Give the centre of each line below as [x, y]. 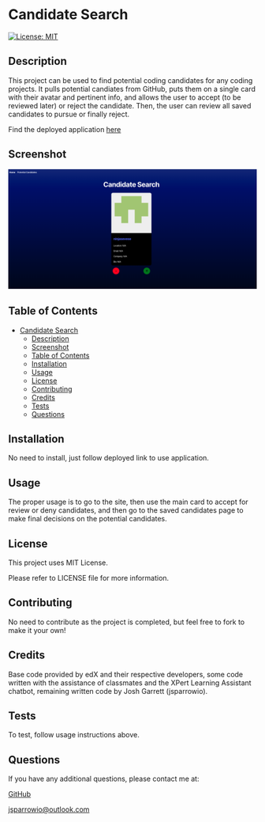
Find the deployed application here [65, 129]
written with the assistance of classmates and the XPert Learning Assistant [130, 683]
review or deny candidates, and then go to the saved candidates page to [126, 510]
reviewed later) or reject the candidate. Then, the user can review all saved [130, 105]
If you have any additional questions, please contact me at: [104, 779]
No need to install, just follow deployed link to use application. [108, 458]
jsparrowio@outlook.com [49, 809]
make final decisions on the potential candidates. [88, 519]
